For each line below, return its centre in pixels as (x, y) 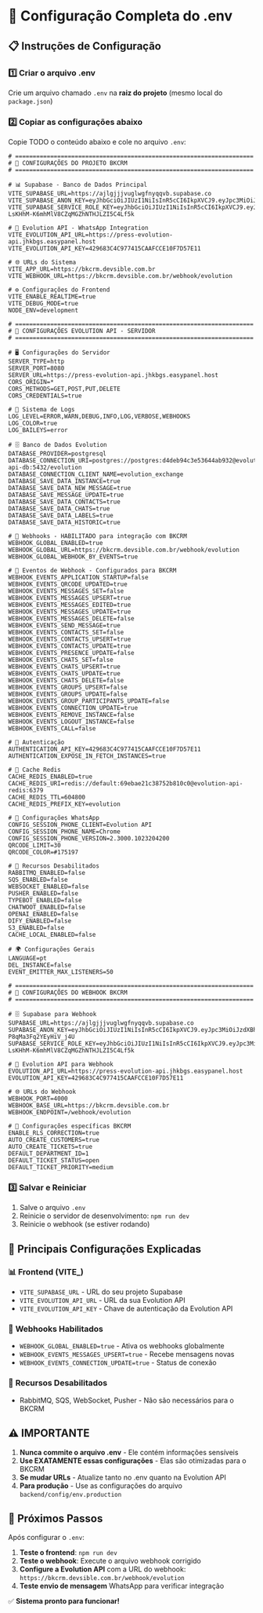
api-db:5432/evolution (45, 468)
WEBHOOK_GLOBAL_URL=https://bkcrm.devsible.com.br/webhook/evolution (124, 550)
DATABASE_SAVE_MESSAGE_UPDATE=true (66, 495)
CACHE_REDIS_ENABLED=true (50, 777)
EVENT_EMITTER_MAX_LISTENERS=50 (61, 972)
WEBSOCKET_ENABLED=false (49, 887)
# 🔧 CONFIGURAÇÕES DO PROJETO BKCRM (68, 163)
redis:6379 (26, 791)
